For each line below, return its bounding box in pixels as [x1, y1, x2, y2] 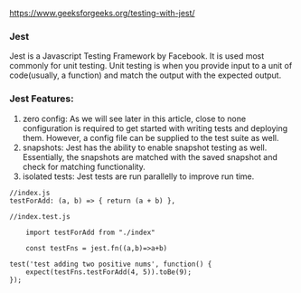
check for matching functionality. [22, 161, 146, 172]
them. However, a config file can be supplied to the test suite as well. [22, 132, 279, 143]
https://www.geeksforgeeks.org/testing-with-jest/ [9, 8, 196, 18]
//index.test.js [9, 212, 71, 221]
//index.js [9, 188, 51, 197]
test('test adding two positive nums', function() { [9, 260, 212, 269]
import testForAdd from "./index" [25, 228, 155, 237]
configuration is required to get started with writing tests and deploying [22, 122, 288, 134]
